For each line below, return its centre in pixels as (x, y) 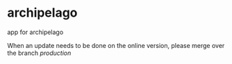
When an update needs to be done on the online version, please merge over (116, 45)
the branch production (39, 53)
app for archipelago (35, 32)
